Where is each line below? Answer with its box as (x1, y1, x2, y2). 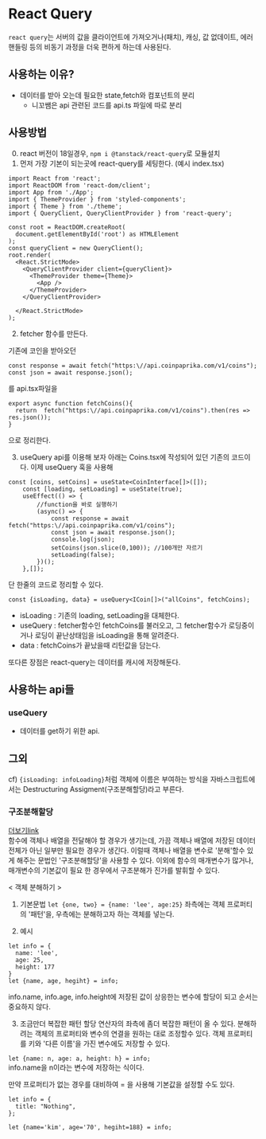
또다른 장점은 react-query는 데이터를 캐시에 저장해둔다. (8, 657, 181, 667)
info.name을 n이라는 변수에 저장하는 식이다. (8, 1063, 145, 1072)
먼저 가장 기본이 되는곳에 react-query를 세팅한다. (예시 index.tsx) (19, 159, 225, 168)
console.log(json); (50, 535, 115, 543)
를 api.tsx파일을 (8, 383, 58, 393)
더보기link (8, 826, 40, 836)
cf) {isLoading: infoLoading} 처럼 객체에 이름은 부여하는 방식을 (8, 774, 209, 785)
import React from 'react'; (8, 174, 102, 182)
